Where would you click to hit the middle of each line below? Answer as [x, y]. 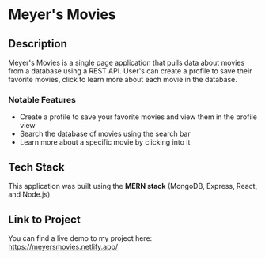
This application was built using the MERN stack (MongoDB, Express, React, [133, 186]
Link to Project [44, 219]
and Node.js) [29, 194]
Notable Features [42, 99]
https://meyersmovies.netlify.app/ [63, 246]
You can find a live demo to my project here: [80, 238]
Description [38, 44]
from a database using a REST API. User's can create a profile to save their [130, 71]
